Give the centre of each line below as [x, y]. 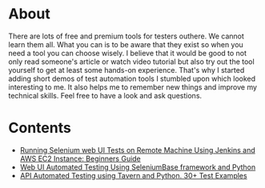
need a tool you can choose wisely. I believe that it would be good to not [127, 53]
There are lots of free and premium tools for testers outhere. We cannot [126, 36]
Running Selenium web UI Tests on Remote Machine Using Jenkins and [138, 150]
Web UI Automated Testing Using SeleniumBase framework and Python [138, 167]
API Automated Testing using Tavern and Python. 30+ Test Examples [133, 175]
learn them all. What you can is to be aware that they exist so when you [126, 44]
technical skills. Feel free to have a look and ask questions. [105, 95]
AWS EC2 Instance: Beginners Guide [80, 158]
